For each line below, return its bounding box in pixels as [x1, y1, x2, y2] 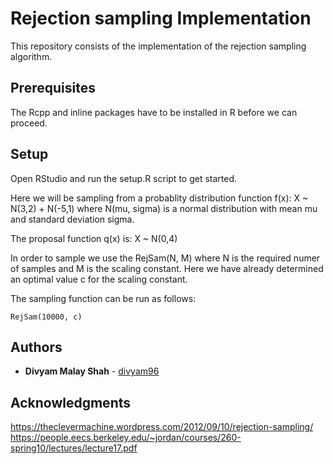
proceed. [10, 117, 48, 129]
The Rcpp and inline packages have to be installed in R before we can [10, 106, 298, 118]
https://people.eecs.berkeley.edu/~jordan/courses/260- [10, 432, 242, 444]
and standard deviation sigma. [10, 213, 135, 225]
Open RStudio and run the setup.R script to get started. [10, 172, 238, 184]
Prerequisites [10, 80, 96, 97]
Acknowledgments [10, 394, 132, 411]
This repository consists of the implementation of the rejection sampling [10, 40, 307, 52]
